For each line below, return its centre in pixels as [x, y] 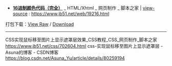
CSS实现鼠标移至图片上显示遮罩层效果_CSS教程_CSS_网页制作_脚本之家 [81, 40]
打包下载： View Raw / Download [40, 24]
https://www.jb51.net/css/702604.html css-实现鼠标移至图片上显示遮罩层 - [84, 46]
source [20, 14]
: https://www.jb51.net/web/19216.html [69, 14]
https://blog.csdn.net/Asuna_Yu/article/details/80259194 [65, 58]
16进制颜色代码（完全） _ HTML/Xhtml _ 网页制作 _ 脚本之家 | [77, 8]
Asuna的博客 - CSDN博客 [32, 52]
